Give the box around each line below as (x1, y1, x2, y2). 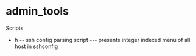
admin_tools (5, 4, 69, 18)
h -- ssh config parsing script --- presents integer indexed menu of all (14, 36, 191, 43)
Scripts (5, 24, 24, 32)
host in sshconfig (14, 43, 58, 50)
